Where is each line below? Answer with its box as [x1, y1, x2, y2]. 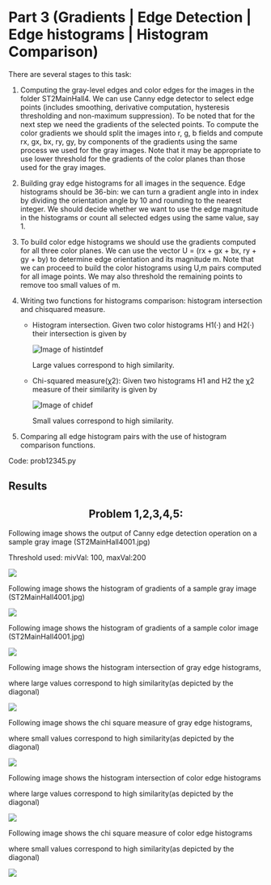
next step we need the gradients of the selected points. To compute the [19, 119, 259, 129]
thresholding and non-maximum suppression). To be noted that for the [19, 110, 256, 121]
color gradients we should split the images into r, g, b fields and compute [19, 128, 264, 138]
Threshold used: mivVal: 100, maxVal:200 [8, 553, 146, 562]
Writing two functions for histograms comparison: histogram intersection [19, 296, 263, 306]
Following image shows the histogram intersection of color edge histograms [8, 773, 261, 783]
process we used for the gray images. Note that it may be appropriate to [19, 145, 261, 155]
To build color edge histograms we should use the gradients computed [19, 237, 256, 246]
